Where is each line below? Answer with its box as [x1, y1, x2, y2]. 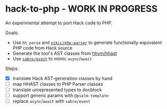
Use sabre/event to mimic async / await [12, 55, 92, 61]
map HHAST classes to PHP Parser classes [12, 81, 103, 87]
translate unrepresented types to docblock [12, 87, 102, 93]
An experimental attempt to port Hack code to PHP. [5, 20, 113, 26]
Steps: [5, 65, 19, 71]
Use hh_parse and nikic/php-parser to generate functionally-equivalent [12, 39, 162, 46]
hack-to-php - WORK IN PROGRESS [5, 3, 158, 15]
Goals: [5, 29, 19, 35]
